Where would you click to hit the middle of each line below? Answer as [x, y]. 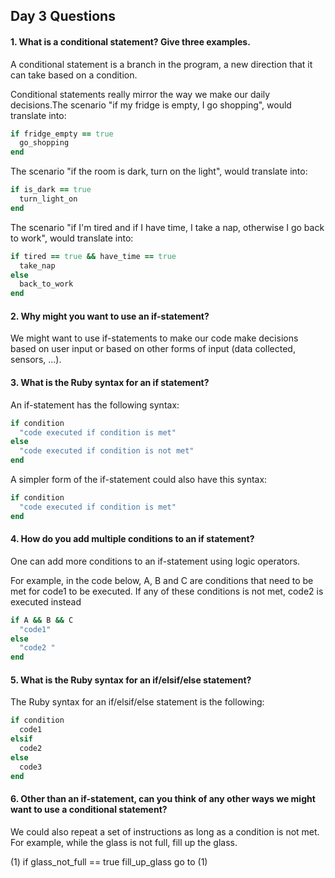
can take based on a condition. [74, 75]
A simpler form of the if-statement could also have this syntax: [139, 479]
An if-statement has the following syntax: [95, 405]
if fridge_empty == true [62, 134]
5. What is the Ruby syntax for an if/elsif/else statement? [131, 680]
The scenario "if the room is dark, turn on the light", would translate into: [159, 171]
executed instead [46, 601]
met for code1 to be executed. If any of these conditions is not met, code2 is [167, 591]
